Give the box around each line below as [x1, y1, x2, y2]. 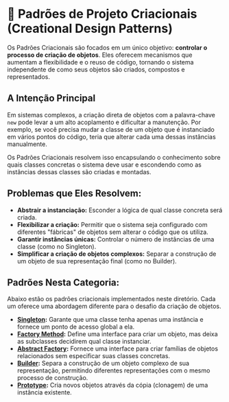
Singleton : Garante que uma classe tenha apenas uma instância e [16, 316, 204, 324]
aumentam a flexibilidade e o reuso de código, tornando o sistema [7, 58, 194, 66]
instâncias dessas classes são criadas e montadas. [7, 167, 152, 176]
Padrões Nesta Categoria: [7, 276, 120, 288]
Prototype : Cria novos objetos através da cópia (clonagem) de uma [16, 381, 208, 390]
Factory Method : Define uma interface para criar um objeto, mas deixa [16, 330, 218, 338]
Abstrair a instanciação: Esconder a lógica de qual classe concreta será [16, 206, 223, 214]
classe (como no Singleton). [16, 242, 97, 250]
